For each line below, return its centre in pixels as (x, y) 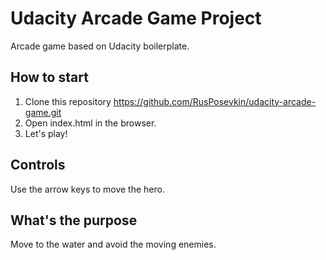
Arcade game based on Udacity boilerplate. (100, 46)
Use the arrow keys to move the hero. (87, 189)
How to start (49, 77)
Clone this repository (68, 101)
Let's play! (46, 133)
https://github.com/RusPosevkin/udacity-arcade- (215, 101)
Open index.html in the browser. (90, 123)
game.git (43, 112)
